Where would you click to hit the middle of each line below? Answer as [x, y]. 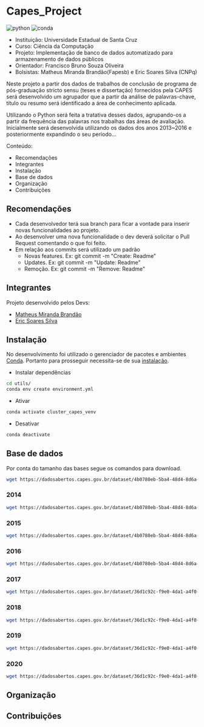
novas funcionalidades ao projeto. [57, 230]
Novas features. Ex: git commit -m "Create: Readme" [90, 255]
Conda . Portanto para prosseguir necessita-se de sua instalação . [88, 361]
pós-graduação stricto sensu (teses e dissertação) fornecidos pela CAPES [100, 90]
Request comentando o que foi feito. [61, 243]
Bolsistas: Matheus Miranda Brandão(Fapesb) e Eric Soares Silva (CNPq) [106, 72]
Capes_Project [44, 11]
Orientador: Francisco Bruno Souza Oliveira [70, 66]
